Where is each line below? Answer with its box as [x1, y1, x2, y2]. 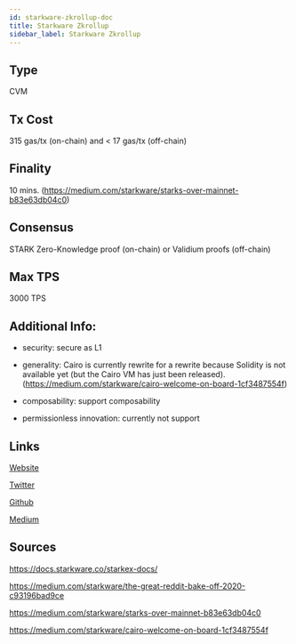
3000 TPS [9, 293, 47, 303]
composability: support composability [21, 396, 161, 407]
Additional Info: [9, 318, 97, 334]
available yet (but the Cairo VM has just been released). [21, 369, 226, 380]
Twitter [9, 479, 36, 490]
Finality [9, 161, 52, 176]
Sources [9, 540, 57, 555]
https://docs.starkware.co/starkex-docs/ [9, 563, 158, 574]
